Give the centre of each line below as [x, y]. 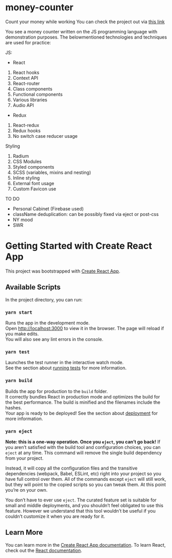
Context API [25, 78]
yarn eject [19, 431]
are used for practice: [28, 42]
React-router [26, 83]
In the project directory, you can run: [44, 299]
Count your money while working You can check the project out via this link [85, 22]
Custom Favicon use [34, 189]
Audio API [23, 105]
